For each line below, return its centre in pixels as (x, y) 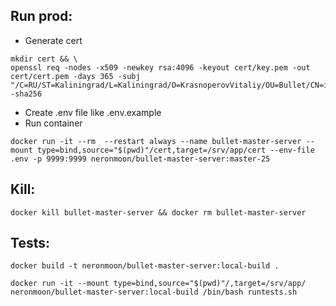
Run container (53, 123)
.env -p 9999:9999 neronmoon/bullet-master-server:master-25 (140, 159)
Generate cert (53, 40)
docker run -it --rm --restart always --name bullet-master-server (156, 141)
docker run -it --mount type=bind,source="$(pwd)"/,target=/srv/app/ (158, 284)
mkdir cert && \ (44, 59)
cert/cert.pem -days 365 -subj (75, 76)
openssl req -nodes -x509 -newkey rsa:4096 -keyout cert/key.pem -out (160, 67)
